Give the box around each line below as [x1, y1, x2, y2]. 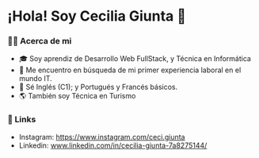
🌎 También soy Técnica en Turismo [18, 91, 136, 101]
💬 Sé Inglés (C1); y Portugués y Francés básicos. [18, 83, 178, 92]
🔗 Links [7, 114, 36, 125]
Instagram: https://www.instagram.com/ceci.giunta [18, 132, 185, 141]
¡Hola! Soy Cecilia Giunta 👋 [7, 7, 187, 25]
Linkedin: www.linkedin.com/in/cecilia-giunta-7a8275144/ [18, 141, 208, 150]
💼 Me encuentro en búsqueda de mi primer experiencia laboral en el [18, 65, 242, 75]
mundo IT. [18, 74, 52, 83]
